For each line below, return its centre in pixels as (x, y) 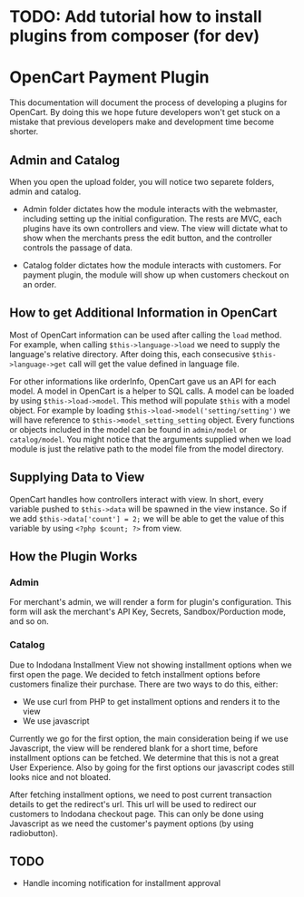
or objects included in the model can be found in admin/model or (128, 429)
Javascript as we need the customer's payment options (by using (132, 824)
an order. (39, 284)
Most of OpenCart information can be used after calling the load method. (146, 335)
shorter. (24, 132)
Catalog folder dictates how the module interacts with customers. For (152, 265)
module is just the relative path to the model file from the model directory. (147, 448)
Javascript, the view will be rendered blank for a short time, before (134, 748)
